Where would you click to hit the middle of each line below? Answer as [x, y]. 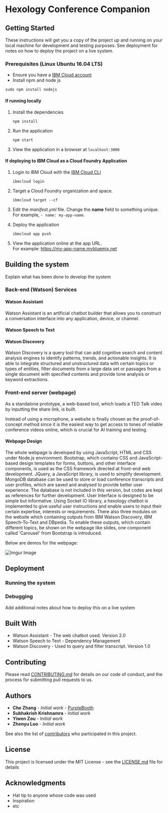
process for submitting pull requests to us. [49, 680]
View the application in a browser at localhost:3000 [66, 149]
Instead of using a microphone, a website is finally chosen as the [72, 419]
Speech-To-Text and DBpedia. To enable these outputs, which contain [78, 522]
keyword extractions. [27, 380]
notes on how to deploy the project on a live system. [59, 51]
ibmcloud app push [32, 234]
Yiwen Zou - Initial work [37, 718]
